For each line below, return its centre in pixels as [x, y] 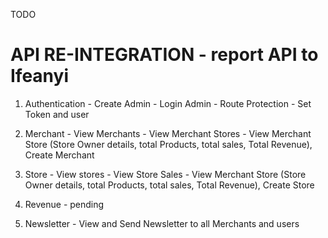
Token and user [57, 114]
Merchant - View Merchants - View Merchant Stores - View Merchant [168, 133]
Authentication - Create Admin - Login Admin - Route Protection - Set [168, 103]
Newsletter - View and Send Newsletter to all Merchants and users [162, 223]
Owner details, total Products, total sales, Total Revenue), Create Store [169, 185]
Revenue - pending [64, 204]
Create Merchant [59, 155]
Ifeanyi [40, 76]
